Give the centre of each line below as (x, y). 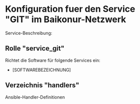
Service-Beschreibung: (29, 33)
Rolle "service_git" (35, 48)
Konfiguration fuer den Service (70, 9)
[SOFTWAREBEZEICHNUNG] (42, 70)
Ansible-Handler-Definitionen (35, 97)
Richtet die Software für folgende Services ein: (53, 60)
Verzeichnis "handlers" (42, 85)
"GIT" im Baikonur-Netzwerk (66, 19)
